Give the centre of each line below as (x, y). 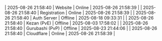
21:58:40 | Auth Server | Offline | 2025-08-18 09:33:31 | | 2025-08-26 (82, 18)
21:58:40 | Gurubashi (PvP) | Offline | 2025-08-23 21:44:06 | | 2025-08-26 (81, 28)
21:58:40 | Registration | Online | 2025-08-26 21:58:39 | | (77, 13)
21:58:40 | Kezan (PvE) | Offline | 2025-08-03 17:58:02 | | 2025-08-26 (76, 23)
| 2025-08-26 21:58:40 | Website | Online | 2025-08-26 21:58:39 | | (73, 8)
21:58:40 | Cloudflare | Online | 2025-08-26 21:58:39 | (60, 33)
